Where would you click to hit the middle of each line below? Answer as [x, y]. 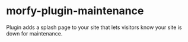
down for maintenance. [34, 33]
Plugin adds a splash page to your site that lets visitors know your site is [94, 27]
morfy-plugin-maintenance [75, 11]
